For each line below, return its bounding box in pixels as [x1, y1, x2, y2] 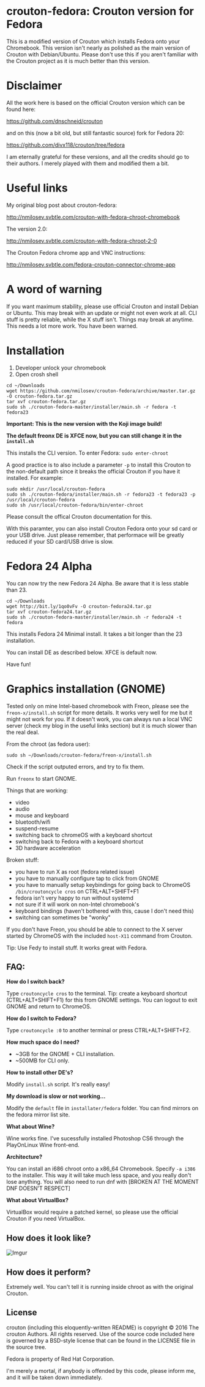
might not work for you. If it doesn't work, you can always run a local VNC [6, 715, 193, 722]
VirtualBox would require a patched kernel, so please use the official [6, 1208, 179, 1216]
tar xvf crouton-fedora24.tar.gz [6, 609, 92, 615]
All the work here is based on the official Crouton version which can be [6, 99, 185, 106]
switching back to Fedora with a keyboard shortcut [15, 838, 144, 845]
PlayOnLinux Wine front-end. [6, 1142, 80, 1149]
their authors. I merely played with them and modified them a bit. [6, 160, 170, 167]
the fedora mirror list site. [6, 1111, 70, 1118]
